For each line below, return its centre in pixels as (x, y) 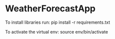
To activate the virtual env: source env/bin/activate (57, 32)
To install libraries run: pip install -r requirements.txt (57, 22)
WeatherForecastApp (50, 9)
